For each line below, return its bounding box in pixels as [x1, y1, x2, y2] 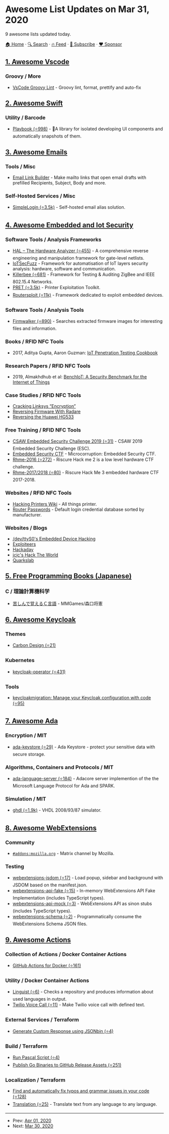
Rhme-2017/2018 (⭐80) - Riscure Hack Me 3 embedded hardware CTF [12, 469, 159, 476]
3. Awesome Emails [5, 148, 68, 156]
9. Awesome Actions [5, 935, 71, 944]
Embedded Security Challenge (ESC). [12, 446, 91, 452]
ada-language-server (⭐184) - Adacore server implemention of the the [12, 776, 159, 782]
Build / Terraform [5, 1043, 48, 1050]
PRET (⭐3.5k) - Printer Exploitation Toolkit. [12, 284, 101, 290]
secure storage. [12, 751, 45, 757]
